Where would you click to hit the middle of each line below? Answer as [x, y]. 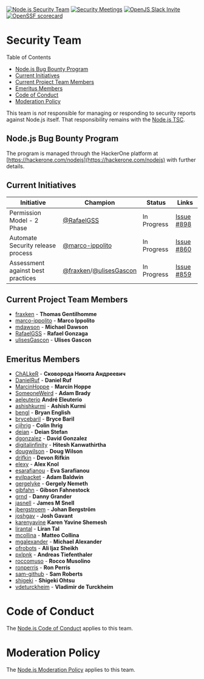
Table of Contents [29, 57]
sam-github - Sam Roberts [49, 574]
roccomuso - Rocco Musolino [53, 561]
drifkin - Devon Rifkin [42, 458]
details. [15, 166]
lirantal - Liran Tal [37, 529]
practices [23, 278]
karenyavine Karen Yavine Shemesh [61, 522]
